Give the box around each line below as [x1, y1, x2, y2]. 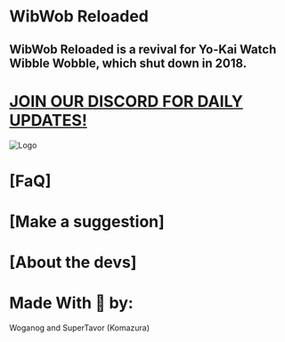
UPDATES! [9, 110, 87, 130]
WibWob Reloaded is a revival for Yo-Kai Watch [9, 42, 277, 57]
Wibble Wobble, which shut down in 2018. [9, 55, 248, 70]
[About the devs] [9, 252, 137, 273]
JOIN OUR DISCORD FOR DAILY [9, 91, 243, 111]
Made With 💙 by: [9, 293, 134, 313]
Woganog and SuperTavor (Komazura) [9, 322, 150, 333]
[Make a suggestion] [9, 211, 165, 232]
